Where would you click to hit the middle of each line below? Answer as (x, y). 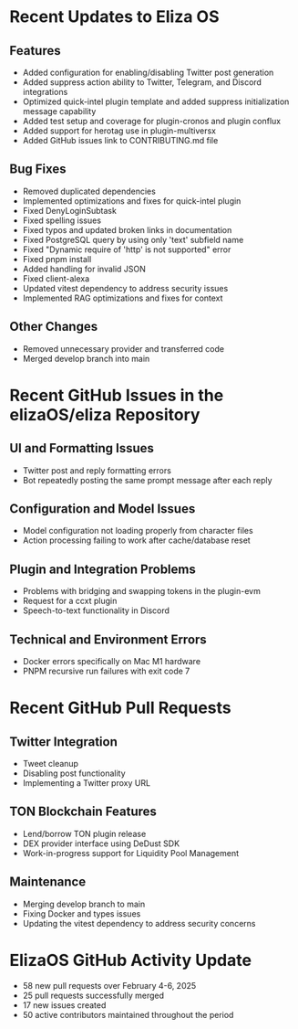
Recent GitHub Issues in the (117, 395)
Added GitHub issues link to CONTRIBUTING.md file (120, 140)
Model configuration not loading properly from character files (138, 531)
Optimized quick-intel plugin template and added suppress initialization (156, 101)
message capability (59, 111)
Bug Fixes (38, 170)
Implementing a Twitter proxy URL (87, 783)
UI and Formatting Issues (82, 448)
